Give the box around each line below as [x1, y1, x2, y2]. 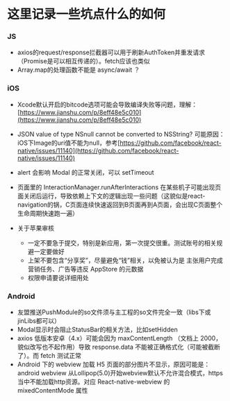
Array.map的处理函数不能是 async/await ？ [17, 65, 140, 74]
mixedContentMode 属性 [17, 386, 88, 395]
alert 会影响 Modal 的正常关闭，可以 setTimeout [17, 168, 154, 176]
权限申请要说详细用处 [27, 273, 89, 282]
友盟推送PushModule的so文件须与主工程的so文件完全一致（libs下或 [17, 308, 211, 317]
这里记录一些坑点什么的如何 [7, 6, 166, 22]
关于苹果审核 [17, 223, 54, 232]
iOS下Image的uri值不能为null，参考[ [17, 139, 120, 147]
